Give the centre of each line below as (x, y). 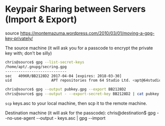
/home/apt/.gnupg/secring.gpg (36, 67)
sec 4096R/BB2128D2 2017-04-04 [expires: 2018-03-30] (63, 76)
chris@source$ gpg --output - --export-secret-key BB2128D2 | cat (74, 94)
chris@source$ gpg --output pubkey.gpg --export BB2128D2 (66, 90)
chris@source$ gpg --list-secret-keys (45, 62)
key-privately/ (19, 38)
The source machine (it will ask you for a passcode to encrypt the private (79, 48)
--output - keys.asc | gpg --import (71, 118)
